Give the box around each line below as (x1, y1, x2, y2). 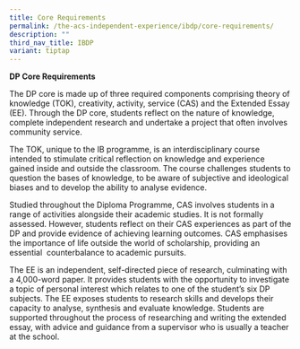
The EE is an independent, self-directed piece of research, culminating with (9, 265, 288, 275)
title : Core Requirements (9, 13, 106, 22)
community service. (9, 127, 83, 137)
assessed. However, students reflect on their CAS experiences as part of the (9, 219, 292, 230)
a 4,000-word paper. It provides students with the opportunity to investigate (9, 275, 289, 285)
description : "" (9, 30, 70, 39)
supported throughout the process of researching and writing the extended (9, 312, 287, 323)
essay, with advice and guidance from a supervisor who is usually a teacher (9, 322, 289, 333)
